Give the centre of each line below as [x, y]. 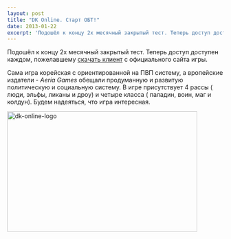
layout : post [26, 13]
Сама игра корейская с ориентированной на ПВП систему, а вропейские [115, 73]
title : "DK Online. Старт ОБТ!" [53, 20]
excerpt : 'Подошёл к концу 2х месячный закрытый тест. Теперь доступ [109, 33]
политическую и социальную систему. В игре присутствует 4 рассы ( [110, 87]
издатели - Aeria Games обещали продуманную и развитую [95, 80]
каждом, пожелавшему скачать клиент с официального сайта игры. [107, 60]
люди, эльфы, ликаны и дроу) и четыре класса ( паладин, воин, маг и [109, 95]
